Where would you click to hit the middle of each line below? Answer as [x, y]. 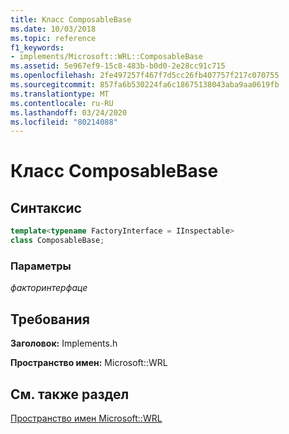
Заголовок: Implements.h [64, 343]
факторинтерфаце [49, 288]
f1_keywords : [37, 47]
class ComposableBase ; [57, 241]
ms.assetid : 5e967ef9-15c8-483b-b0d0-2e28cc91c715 [118, 66]
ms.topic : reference [53, 38]
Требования [50, 319]
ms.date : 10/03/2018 [53, 29]
